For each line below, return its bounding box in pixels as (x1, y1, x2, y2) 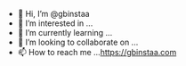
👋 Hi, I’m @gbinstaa (17, 9, 91, 19)
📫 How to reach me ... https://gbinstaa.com (17, 47, 177, 57)
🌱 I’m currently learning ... (17, 28, 113, 37)
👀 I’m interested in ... (17, 18, 93, 29)
